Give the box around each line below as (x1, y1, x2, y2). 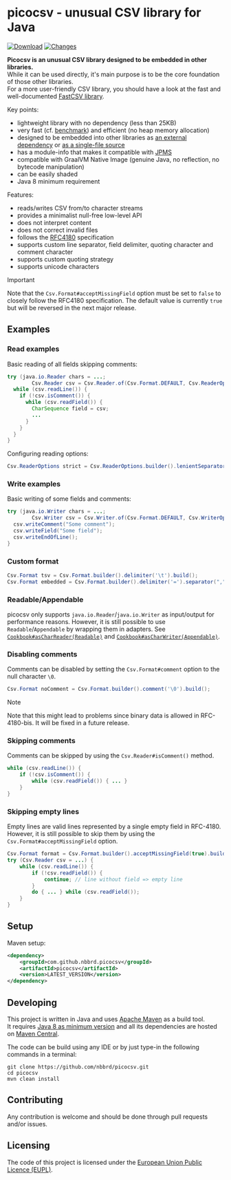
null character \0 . (7, 672, 56, 680)
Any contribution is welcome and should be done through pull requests (7, 1113, 208, 1121)
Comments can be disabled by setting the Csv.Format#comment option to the (7, 665, 220, 674)
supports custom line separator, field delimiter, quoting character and (16, 240, 214, 248)
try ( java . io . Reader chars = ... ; (7, 373, 107, 380)
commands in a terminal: (7, 1051, 77, 1059)
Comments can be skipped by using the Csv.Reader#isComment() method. (7, 751, 214, 760)
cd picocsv (7, 1070, 38, 1077)
